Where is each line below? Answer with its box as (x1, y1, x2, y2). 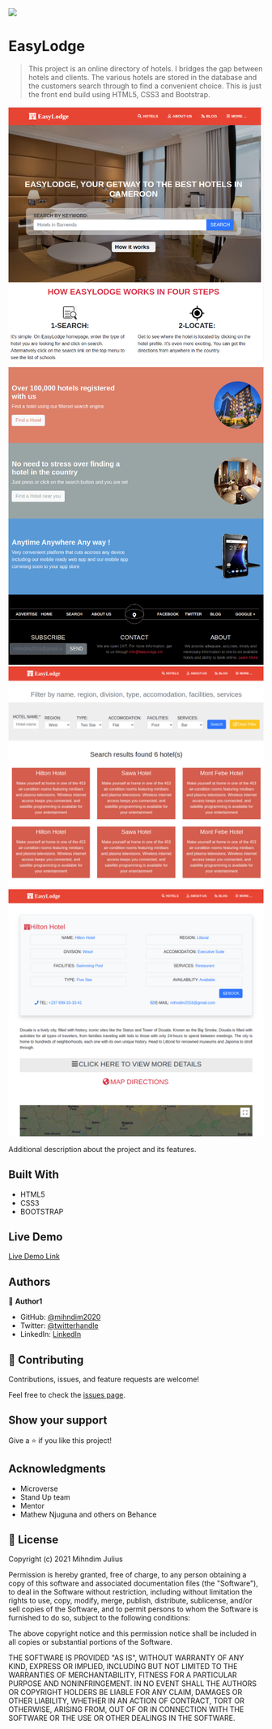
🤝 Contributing (8, 1353, 84, 1367)
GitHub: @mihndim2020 (19, 1313, 101, 1322)
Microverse (19, 1484, 58, 1493)
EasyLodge (8, 37, 85, 56)
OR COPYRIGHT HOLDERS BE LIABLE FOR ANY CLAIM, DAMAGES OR (8, 1688, 243, 1697)
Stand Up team (19, 1492, 70, 1502)
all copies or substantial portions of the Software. (8, 1637, 172, 1647)
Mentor (19, 1501, 45, 1510)
